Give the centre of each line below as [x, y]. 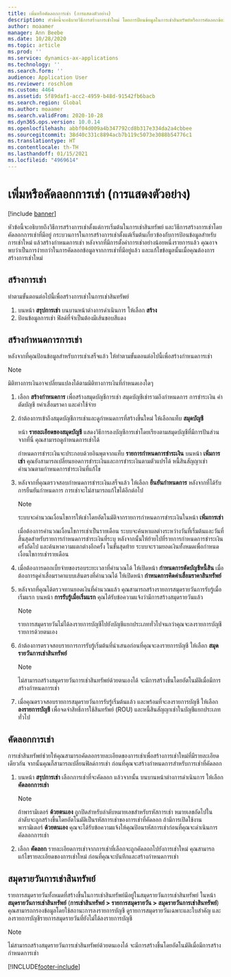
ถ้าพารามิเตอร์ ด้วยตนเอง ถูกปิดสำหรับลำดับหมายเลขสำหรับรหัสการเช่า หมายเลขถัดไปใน [115, 812]
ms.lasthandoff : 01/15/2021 [48, 154]
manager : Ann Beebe [36, 33]
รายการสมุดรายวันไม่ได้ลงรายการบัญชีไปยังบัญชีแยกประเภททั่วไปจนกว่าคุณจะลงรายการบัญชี [120, 624]
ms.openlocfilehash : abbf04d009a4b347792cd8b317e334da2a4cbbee [100, 128]
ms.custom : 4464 [31, 90]
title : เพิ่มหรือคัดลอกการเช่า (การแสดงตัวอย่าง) [60, 13]
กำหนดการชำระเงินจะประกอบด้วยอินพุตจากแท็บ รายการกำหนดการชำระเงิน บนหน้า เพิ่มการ [119, 454]
